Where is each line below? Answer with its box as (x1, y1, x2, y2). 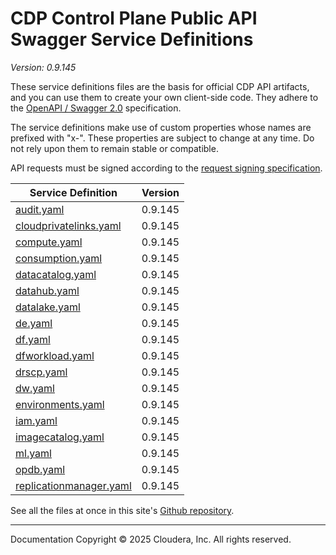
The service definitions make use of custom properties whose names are (10, 121, 312, 133)
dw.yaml (15, 381, 55, 395)
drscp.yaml (15, 365, 68, 379)
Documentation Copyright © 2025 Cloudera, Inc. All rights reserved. (10, 533, 292, 545)
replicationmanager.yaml (15, 478, 132, 492)
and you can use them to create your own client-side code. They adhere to (10, 91, 319, 103)
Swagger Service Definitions (10, 28, 254, 51)
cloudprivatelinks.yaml (15, 218, 122, 232)
